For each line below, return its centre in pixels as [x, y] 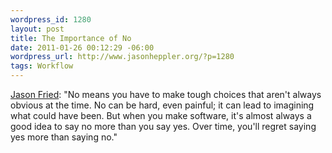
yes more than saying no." [64, 137]
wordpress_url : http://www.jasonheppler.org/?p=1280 [122, 57]
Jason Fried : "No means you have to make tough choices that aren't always [166, 94]
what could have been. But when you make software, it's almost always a [161, 115]
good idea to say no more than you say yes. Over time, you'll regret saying [163, 126]
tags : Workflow [42, 66]
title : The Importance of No [71, 38]
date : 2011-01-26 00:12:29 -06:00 [82, 47]
